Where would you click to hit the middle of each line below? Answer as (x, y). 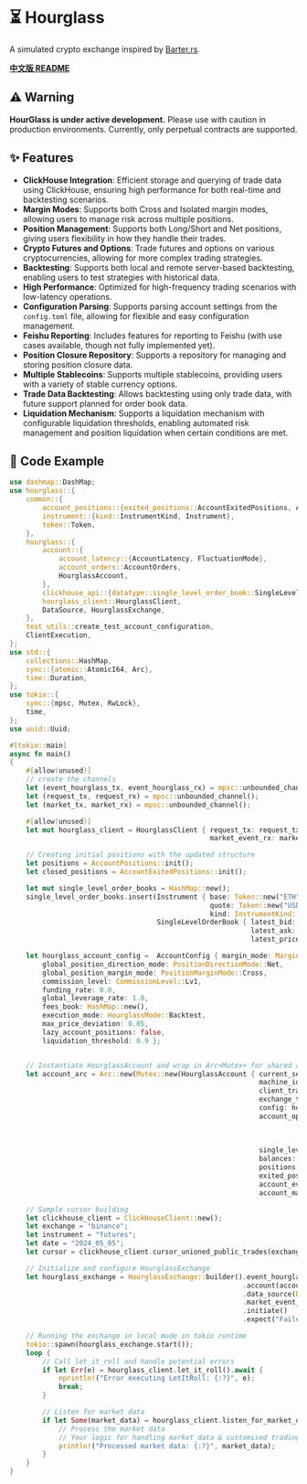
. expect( (259, 1319)
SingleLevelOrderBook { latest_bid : (227, 923)
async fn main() (40, 754)
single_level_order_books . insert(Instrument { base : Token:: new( (153, 897)
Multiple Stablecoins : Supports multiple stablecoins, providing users (153, 374)
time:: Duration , (57, 678)
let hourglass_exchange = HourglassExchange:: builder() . (137, 1276)
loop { (38, 1353)
